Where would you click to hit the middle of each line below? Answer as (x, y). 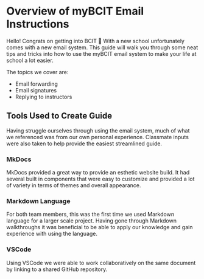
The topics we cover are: (37, 72)
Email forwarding (36, 84)
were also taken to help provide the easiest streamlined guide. (84, 143)
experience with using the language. (52, 234)
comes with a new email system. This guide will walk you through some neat (102, 47)
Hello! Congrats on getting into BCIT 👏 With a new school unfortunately (95, 41)
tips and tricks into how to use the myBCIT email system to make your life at (101, 53)
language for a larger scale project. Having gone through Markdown (91, 221)
